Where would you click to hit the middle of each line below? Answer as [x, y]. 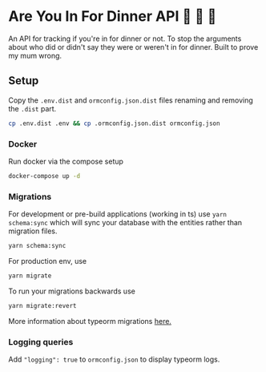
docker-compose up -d [44, 176]
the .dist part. [32, 108]
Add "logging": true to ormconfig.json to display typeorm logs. [114, 359]
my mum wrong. [35, 55]
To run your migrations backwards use [72, 291]
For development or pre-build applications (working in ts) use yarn [117, 214]
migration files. [33, 231]
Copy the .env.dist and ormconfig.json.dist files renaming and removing [131, 100]
